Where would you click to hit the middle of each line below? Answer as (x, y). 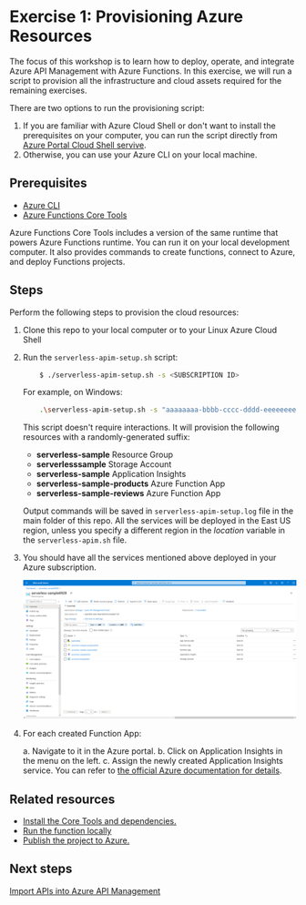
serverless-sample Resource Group (105, 455)
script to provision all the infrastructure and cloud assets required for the (146, 80)
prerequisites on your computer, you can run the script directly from (150, 135)
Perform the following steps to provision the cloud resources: (124, 312)
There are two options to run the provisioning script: (107, 107)
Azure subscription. (60, 567)
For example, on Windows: (72, 392)
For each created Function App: (82, 734)
